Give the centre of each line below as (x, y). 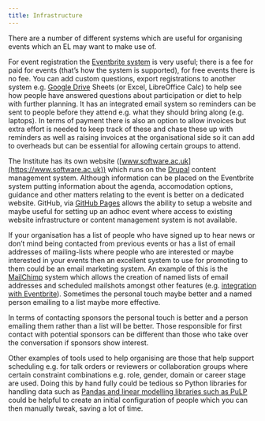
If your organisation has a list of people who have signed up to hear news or (132, 235)
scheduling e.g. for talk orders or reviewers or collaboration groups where (128, 366)
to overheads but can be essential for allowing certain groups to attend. (124, 145)
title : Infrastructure (45, 15)
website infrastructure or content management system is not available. (123, 220)
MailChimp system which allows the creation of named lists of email (118, 276)
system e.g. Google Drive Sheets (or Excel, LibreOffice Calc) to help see (125, 87)
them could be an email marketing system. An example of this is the (118, 269)
